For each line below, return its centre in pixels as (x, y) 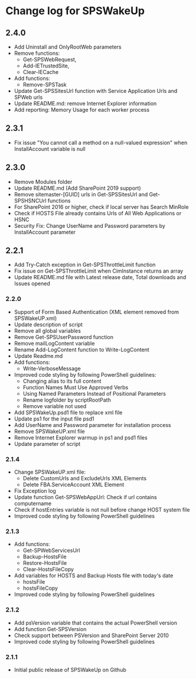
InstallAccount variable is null (50, 148)
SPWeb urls (28, 97)
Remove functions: (37, 53)
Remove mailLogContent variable (54, 343)
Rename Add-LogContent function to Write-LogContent (82, 350)
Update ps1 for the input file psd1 (54, 419)
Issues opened (32, 284)
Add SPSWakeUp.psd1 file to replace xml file (68, 412)
